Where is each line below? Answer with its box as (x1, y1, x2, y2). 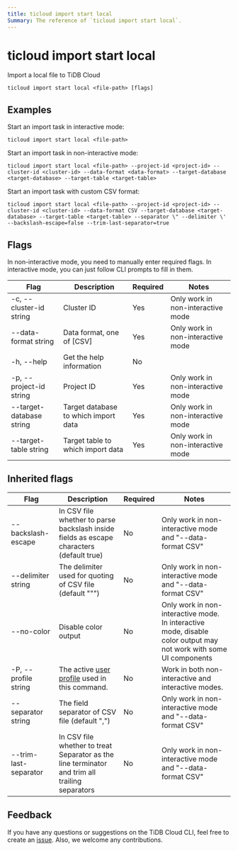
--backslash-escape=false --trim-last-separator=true (7, 220, 170, 227)
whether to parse (59, 514, 116, 524)
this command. (59, 682, 108, 692)
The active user (59, 664, 111, 674)
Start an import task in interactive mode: (7, 123, 125, 131)
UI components (161, 653, 212, 663)
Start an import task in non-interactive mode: (7, 149, 139, 157)
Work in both (161, 664, 204, 674)
